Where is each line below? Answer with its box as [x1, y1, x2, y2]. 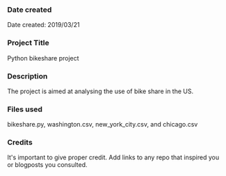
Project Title [7, 38, 50, 48]
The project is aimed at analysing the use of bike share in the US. [7, 87, 193, 95]
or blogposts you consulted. [7, 161, 88, 169]
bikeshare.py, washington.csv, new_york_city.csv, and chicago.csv [7, 120, 198, 129]
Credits [7, 138, 33, 147]
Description [7, 71, 48, 81]
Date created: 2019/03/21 [7, 21, 80, 29]
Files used [7, 104, 43, 114]
